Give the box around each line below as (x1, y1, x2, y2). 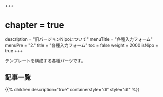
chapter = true (5, 20, 64, 31)
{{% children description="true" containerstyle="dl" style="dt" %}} (5, 86, 140, 92)
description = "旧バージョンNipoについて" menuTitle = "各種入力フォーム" (5, 36, 153, 42)
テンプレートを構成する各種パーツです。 (5, 58, 86, 64)
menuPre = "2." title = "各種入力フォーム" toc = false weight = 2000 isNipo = (5, 42, 159, 48)
